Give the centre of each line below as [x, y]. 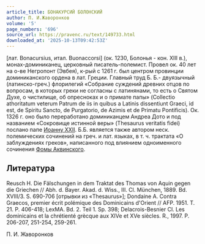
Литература [31, 168]
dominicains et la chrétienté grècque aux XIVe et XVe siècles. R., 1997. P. [98, 216]
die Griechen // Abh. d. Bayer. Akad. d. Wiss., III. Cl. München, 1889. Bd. [97, 189]
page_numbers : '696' [33, 29]
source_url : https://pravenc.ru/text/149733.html [71, 35]
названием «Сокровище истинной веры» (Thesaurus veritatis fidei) [93, 123]
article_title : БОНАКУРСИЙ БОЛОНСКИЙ [54, 12]
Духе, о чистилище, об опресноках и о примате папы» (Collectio [91, 97]
